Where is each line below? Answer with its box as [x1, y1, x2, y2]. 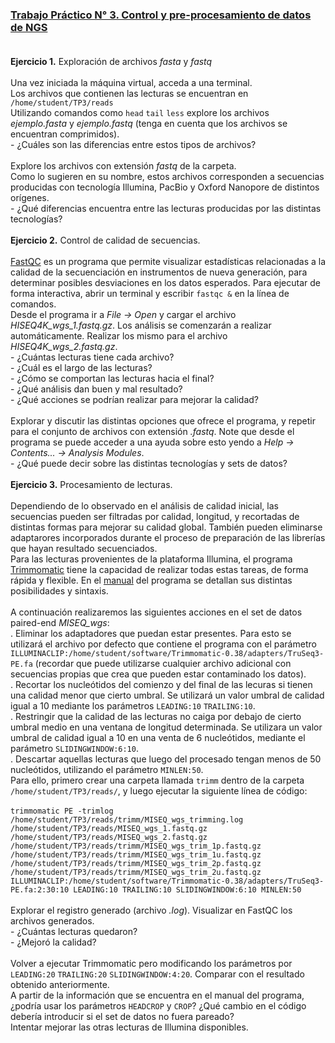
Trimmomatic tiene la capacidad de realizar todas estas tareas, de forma [10, 564, 309, 576]
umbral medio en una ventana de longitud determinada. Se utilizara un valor [10, 721, 323, 733]
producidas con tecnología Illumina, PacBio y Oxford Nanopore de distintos [10, 181, 320, 193]
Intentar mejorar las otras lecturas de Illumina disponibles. [10, 1021, 249, 1033]
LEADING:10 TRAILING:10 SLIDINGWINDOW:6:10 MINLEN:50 [73, 885, 302, 895]
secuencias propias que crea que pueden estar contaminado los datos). [10, 668, 307, 680]
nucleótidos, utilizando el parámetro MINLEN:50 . [10, 764, 204, 776]
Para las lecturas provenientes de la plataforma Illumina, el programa [10, 553, 293, 565]
